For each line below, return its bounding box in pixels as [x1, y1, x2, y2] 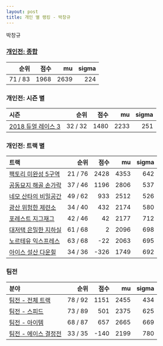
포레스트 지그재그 [9, 215, 55, 223]
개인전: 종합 [6, 48, 38, 56]
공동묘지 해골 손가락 [9, 181, 62, 189]
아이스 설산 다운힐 [9, 248, 56, 257]
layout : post [6, 8, 39, 15]
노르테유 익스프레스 [9, 237, 60, 245]
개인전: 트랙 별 [6, 142, 45, 150]
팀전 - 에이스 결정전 [9, 329, 62, 338]
